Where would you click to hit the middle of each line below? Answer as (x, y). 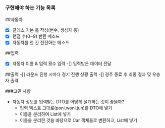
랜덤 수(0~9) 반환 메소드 (36, 36)
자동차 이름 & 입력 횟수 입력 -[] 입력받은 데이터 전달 (62, 64)
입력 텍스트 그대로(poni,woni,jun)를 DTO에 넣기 (66, 108)
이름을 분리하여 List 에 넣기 (45, 114)
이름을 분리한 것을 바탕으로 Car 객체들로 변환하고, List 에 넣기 (79, 120)
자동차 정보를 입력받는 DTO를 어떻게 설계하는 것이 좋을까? (68, 101)
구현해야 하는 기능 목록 (30, 7)
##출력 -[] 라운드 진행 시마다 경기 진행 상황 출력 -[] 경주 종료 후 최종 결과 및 (78, 74)
